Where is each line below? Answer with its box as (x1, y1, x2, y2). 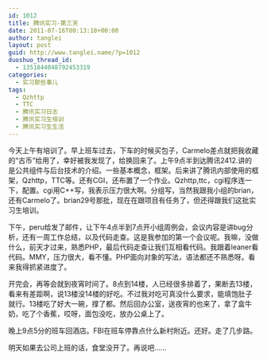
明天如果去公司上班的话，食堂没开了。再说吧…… (8, 342, 167, 352)
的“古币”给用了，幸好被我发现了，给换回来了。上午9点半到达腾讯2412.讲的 (8, 155, 253, 165)
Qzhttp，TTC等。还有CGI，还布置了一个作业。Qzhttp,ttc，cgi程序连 (21, 175, 246, 185)
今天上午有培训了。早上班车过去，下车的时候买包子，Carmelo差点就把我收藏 (8, 145, 259, 155)
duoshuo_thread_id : (8, 57, 73, 65)
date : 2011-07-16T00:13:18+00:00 (8, 26, 119, 34)
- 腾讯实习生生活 (15, 123, 64, 131)
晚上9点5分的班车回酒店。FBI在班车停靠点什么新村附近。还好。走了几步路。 (8, 326, 257, 335)
